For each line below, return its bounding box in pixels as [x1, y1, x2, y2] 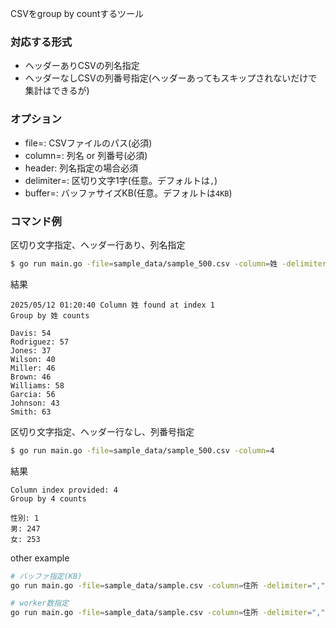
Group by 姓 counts [10, 310, 90, 321]
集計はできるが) [24, 85, 90, 97]
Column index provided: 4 [10, 485, 118, 495]
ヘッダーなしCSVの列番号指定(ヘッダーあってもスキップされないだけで [24, 72, 318, 84]
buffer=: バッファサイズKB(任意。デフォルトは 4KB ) [24, 187, 233, 199]
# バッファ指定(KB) [10, 571, 83, 581]
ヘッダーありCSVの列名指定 [24, 60, 140, 72]
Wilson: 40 [10, 354, 56, 364]
